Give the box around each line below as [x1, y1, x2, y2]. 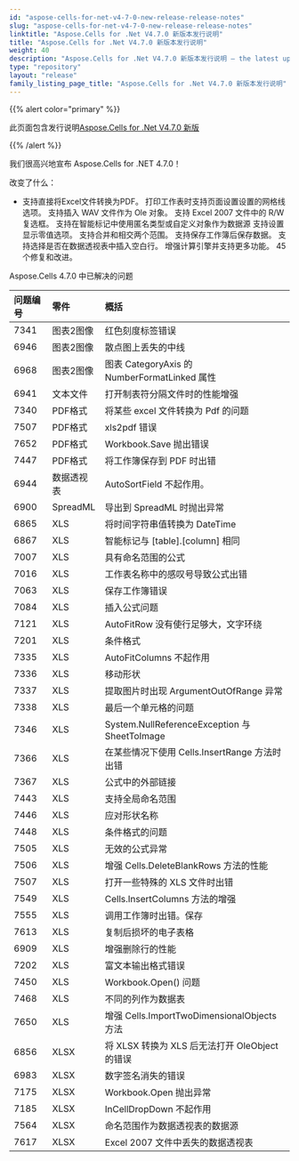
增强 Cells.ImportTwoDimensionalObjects [104, 1009, 278, 1021]
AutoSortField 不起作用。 [104, 478, 209, 490]
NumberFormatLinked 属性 [104, 371, 216, 383]
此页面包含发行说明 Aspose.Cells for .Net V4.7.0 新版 [9, 122, 200, 133]
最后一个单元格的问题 [104, 701, 194, 714]
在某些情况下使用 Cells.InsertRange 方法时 [104, 746, 282, 758]
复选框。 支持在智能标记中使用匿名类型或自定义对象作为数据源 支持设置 [21, 218, 285, 229]
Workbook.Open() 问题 [104, 976, 201, 988]
